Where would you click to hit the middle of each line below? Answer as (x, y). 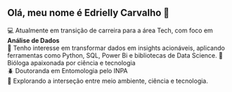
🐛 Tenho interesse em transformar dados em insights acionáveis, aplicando (116, 48)
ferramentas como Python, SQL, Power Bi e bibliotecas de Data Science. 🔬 (115, 55)
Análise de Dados (33, 40)
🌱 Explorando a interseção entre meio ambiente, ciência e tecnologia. (108, 81)
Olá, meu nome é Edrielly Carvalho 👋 (89, 13)
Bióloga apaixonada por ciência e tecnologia (71, 63)
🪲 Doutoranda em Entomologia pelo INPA (67, 70)
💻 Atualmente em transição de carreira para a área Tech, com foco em (110, 30)
